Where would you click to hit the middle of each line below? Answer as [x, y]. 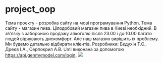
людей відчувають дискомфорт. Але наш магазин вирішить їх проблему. [82, 39]
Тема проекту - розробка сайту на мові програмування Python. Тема [79, 23]
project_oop [30, 9]
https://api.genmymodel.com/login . [41, 55]
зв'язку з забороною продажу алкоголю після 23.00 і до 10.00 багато [79, 33]
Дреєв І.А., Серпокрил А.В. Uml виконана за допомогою [65, 49]
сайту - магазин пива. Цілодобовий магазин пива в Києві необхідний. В [81, 28]
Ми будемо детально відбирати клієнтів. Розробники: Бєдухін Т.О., [76, 44]
